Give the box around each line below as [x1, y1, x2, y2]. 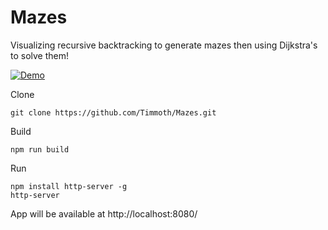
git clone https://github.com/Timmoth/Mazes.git [10, 107, 217, 118]
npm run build [10, 144, 70, 155]
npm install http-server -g [10, 181, 128, 191]
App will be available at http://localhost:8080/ [10, 207, 198, 220]
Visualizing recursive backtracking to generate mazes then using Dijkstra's [10, 39, 318, 51]
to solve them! [10, 49, 70, 61]
